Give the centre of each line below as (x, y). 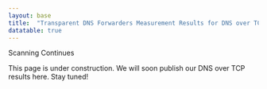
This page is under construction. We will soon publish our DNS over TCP (127, 68)
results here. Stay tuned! (48, 77)
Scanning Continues (41, 53)
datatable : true (35, 30)
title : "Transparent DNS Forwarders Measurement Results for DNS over (129, 23)
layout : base (30, 15)
